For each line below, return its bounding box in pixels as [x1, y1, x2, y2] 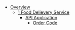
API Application [25, 15, 57, 20]
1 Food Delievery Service [17, 9, 70, 15]
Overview [10, 4, 30, 10]
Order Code [32, 20, 58, 26]
